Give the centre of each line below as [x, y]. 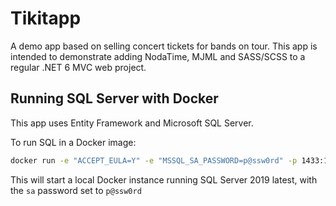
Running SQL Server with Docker [114, 98]
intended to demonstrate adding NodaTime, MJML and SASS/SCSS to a [158, 56]
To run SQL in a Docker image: [73, 142]
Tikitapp [46, 18]
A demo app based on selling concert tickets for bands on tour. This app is [164, 46]
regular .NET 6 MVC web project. [78, 67]
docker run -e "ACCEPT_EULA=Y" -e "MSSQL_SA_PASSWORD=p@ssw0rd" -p [154, 160]
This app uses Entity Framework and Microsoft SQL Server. [132, 123]
